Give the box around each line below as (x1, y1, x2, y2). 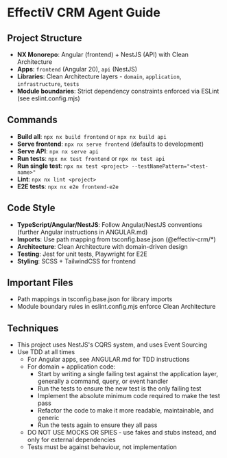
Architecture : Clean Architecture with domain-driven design (16, 242, 188, 250)
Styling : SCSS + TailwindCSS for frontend (16, 257, 136, 265)
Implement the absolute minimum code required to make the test (37, 392, 221, 400)
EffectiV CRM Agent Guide (7, 5, 161, 21)
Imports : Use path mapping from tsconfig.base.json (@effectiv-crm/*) (16, 235, 216, 243)
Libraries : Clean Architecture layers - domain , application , (16, 72, 182, 80)
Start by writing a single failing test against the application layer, (37, 370, 218, 378)
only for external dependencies (27, 435, 116, 444)
